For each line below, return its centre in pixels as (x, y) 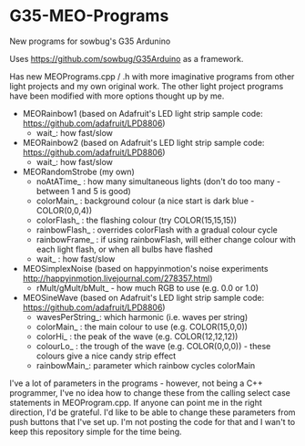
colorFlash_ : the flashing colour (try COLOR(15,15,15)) (137, 220)
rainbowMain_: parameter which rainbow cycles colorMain (146, 365)
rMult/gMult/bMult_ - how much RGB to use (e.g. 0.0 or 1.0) (147, 287)
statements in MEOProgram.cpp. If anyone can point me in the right (136, 402)
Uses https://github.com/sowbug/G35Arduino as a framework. (127, 58)
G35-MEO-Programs (89, 16)
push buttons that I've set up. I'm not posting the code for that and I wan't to (152, 421)
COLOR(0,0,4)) (64, 210)
